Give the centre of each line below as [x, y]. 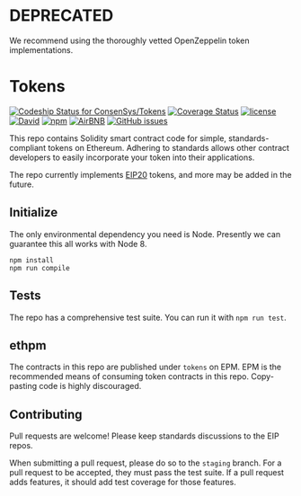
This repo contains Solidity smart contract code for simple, [118, 138]
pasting [23, 386]
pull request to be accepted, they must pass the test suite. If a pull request [147, 473]
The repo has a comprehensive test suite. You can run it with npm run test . [148, 317]
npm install [31, 260]
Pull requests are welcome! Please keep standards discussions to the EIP [145, 436]
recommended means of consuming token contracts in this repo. [129, 376]
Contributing [46, 414]
